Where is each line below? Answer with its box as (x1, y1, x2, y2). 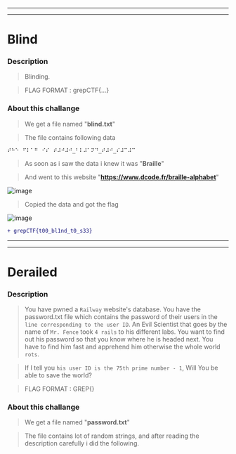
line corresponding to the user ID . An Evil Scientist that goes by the (24, 320, 228, 329)
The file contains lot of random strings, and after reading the (24, 432, 199, 440)
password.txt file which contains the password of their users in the (24, 313, 218, 321)
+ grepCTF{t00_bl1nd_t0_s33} (7, 227, 93, 234)
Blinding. (24, 72, 51, 81)
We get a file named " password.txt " (24, 418, 130, 427)
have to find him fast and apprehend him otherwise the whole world (24, 342, 221, 351)
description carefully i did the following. (24, 439, 139, 448)
